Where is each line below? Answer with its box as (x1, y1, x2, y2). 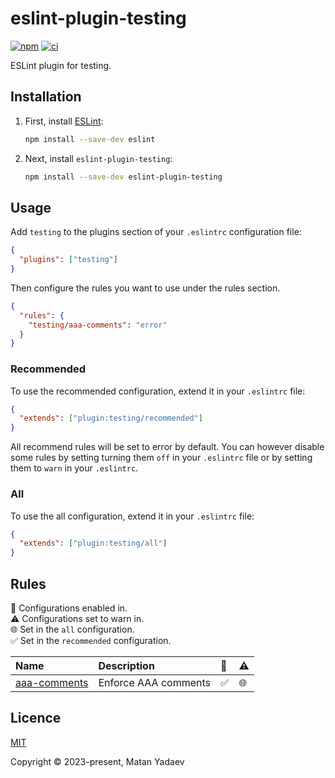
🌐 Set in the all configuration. (10, 623, 135, 635)
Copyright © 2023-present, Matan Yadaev (10, 755, 185, 767)
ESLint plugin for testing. (10, 59, 112, 71)
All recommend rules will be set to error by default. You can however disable (10, 441, 325, 453)
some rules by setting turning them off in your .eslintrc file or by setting (10, 452, 313, 464)
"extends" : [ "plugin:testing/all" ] (19, 538, 168, 549)
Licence (10, 710, 62, 727)
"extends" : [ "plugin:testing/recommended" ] (19, 413, 203, 424)
